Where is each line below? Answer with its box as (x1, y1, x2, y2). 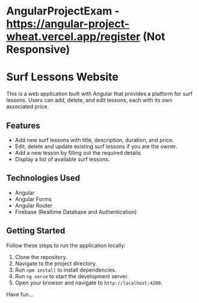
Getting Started (6, 226, 66, 236)
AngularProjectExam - (6, 4, 120, 18)
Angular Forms (14, 195, 52, 202)
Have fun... (6, 290, 34, 298)
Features (6, 120, 40, 131)
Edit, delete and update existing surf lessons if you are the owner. (14, 143, 177, 150)
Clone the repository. (14, 253, 67, 260)
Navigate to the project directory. (14, 260, 97, 267)
